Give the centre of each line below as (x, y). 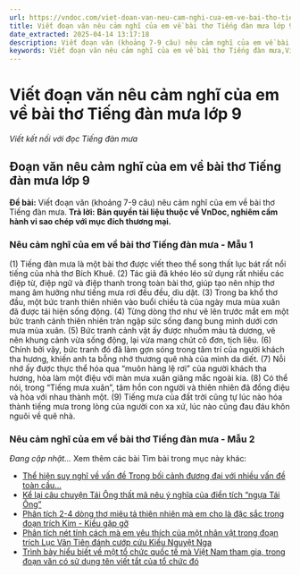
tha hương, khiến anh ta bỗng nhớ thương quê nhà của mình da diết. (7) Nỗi (147, 359)
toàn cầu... (42, 486)
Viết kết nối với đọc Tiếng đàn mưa (74, 139)
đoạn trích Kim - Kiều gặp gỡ (75, 523)
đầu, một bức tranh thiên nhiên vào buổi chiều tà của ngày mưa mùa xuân (145, 302)
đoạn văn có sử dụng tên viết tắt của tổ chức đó (110, 562)
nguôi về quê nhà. (42, 416)
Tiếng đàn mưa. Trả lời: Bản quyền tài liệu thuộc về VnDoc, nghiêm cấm (144, 212)
